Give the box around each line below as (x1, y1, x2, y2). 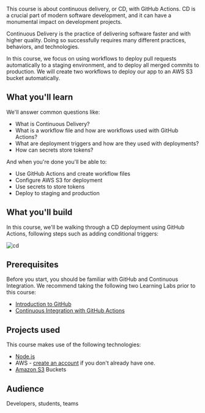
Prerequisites (6, 259, 59, 270)
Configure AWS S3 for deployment (15, 176, 103, 184)
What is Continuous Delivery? (15, 120, 90, 127)
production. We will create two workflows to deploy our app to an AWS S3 (6, 68, 193, 75)
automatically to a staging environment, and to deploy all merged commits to (6, 61, 199, 69)
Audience (6, 384, 45, 394)
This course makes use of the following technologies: (6, 341, 141, 348)
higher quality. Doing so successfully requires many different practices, (6, 37, 187, 43)
